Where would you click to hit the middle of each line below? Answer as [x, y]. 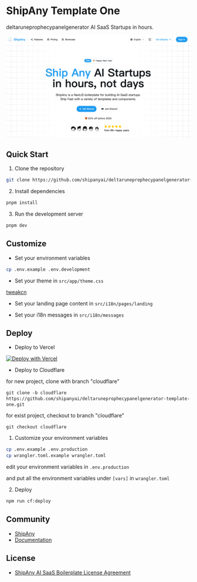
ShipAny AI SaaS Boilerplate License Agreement [72, 572]
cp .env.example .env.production [47, 450]
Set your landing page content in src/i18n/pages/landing [84, 303]
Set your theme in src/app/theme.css [59, 281]
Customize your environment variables [61, 438]
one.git [16, 405]
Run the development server [49, 214]
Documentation [33, 540]
